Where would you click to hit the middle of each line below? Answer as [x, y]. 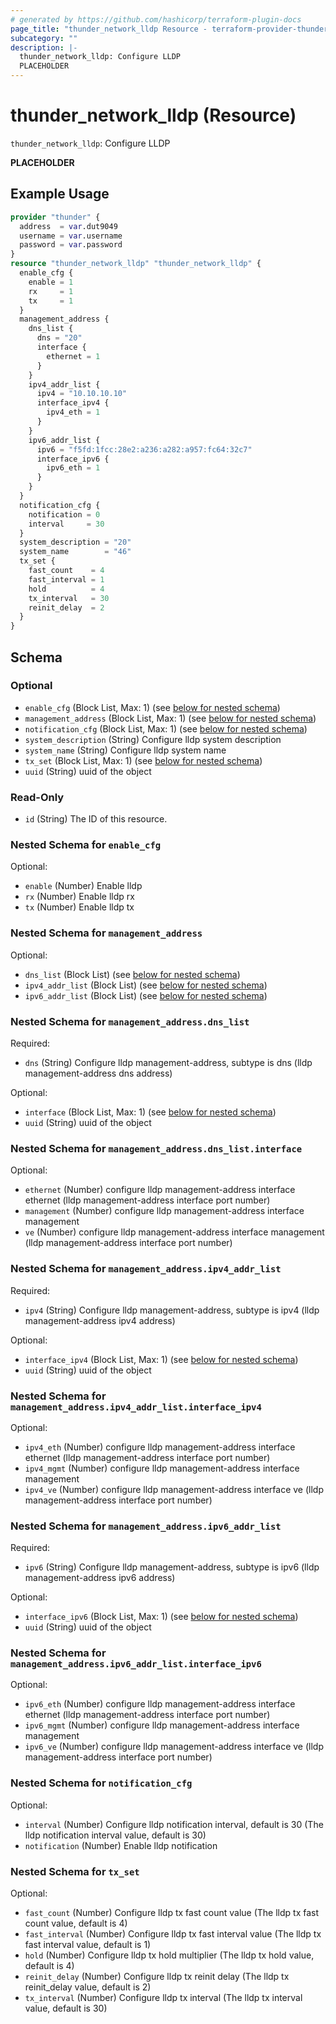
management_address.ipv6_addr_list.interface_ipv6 [136, 1664]
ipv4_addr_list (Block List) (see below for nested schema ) [146, 985]
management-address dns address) [98, 1073]
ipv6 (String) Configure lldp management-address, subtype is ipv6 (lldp [172, 1567]
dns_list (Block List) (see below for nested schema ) [132, 974]
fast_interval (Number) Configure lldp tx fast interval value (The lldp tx [173, 1934]
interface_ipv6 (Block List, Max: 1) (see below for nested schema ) [161, 1617]
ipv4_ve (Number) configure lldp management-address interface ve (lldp [174, 1489]
